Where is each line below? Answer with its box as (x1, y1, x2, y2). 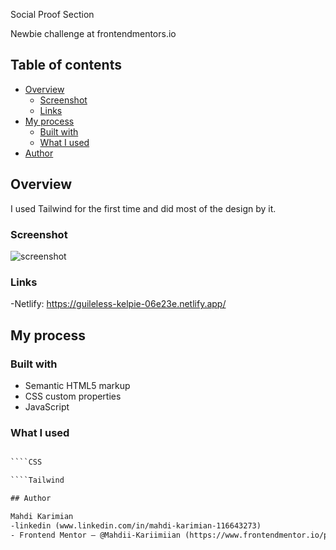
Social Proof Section (10, 9, 95, 20)
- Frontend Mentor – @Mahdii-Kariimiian (10, 530, 182, 540)
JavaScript (24, 400, 70, 413)
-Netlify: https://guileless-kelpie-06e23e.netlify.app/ (10, 298, 227, 310)
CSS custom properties (24, 390, 122, 402)
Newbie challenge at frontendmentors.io (10, 28, 177, 39)
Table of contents (10, 57, 122, 74)
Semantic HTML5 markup (24, 379, 131, 391)
